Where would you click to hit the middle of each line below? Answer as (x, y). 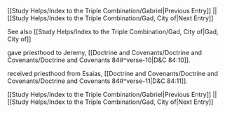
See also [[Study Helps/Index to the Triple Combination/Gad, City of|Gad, (113, 32)
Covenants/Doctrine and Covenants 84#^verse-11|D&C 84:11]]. (97, 81)
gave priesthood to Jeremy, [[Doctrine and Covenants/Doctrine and (104, 53)
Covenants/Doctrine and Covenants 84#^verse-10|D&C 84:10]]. (99, 60)
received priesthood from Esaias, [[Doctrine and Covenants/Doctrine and (113, 74)
